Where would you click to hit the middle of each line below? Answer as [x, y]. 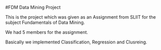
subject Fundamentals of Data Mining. [45, 22]
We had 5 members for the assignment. [47, 32]
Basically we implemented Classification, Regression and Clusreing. [76, 42]
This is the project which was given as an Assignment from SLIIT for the [81, 17]
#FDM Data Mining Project [33, 7]
